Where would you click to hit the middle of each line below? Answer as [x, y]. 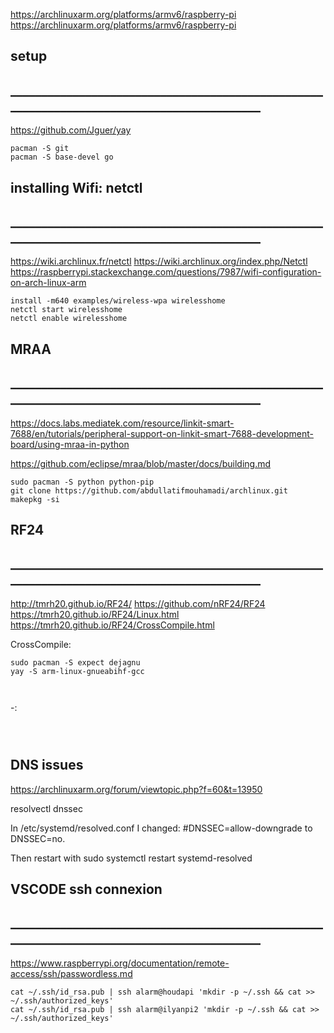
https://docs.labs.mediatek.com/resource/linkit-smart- [122, 423]
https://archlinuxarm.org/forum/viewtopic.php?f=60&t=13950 [136, 789]
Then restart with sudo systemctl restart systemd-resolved [131, 858]
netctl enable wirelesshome [69, 319]
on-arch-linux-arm [48, 283]
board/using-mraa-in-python [70, 444]
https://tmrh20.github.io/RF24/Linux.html [95, 614]
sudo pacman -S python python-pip [82, 482]
